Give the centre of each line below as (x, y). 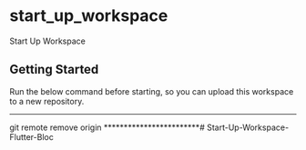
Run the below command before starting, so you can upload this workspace (152, 91)
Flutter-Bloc (32, 136)
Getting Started (54, 70)
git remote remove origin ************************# (107, 127)
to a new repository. (47, 101)
